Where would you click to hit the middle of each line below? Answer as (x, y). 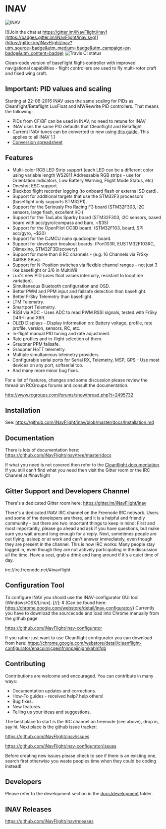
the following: (19, 111)
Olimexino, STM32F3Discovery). (46, 249)
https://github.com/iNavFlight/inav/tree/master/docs (58, 455)
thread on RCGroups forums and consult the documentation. (67, 385)
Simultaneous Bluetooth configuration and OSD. (61, 286)
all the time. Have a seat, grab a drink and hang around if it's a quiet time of (82, 555)
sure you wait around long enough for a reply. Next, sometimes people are (81, 534)
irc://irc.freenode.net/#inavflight (38, 570)
